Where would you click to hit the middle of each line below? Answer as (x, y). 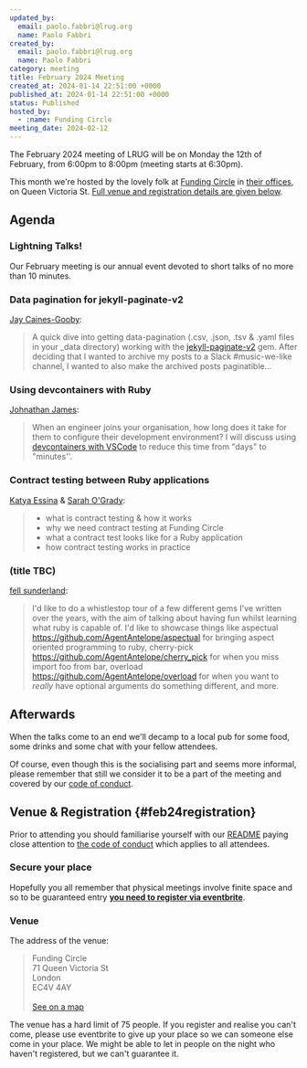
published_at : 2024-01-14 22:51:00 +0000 (90, 94)
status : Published (44, 103)
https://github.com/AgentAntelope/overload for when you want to (155, 676)
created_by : (32, 43)
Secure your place (51, 867)
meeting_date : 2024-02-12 (58, 129)
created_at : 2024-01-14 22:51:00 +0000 (85, 86)
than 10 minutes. (40, 276)
